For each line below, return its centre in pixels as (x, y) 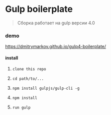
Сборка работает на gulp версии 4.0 (56, 23)
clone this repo (29, 69)
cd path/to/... (28, 79)
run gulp (21, 108)
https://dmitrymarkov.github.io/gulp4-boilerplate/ (55, 47)
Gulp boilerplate (39, 9)
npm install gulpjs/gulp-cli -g (46, 88)
